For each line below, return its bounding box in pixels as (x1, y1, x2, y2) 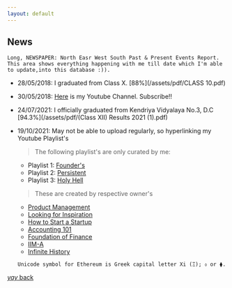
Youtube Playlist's (17, 134, 69, 143)
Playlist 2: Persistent (27, 169, 86, 177)
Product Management (27, 203, 91, 211)
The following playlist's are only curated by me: (34, 148, 171, 156)
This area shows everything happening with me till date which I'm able (7, 61, 223, 68)
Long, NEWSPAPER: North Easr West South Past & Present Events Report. (7, 54, 219, 61)
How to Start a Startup (27, 218, 93, 227)
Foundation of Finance (27, 233, 93, 241)
